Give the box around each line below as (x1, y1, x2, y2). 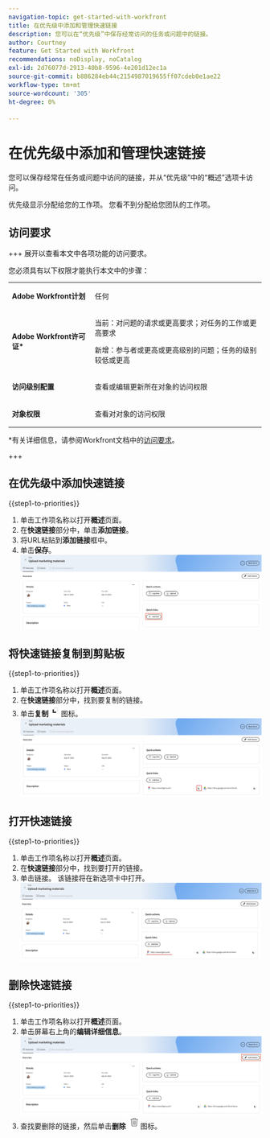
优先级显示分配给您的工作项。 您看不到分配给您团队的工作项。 (8, 200, 215, 209)
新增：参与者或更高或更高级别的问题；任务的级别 (95, 345, 257, 354)
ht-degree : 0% (8, 97, 56, 106)
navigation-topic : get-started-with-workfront (8, 13, 167, 21)
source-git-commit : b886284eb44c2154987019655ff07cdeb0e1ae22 (8, 72, 221, 80)
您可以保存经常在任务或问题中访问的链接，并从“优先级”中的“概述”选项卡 (8, 173, 247, 183)
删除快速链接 (8, 978, 72, 992)
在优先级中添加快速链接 (8, 476, 125, 490)
